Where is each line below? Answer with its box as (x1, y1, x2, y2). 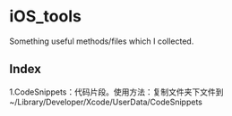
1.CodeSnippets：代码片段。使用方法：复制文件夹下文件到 (9, 87, 224, 97)
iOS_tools (9, 6, 82, 27)
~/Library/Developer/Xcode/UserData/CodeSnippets (9, 96, 203, 107)
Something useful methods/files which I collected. (9, 36, 194, 46)
